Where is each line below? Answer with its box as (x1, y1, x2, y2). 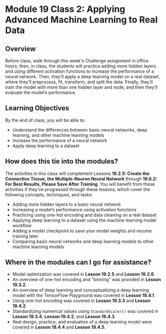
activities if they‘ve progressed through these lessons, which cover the (5, 186, 150, 192)
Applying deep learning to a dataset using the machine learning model (12, 217, 157, 223)
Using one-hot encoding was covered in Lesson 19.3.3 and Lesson (12, 298, 151, 304)
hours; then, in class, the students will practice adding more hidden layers (5, 63, 157, 69)
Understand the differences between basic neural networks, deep (12, 127, 148, 133)
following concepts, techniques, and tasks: (5, 191, 93, 197)
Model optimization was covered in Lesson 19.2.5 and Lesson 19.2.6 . (12, 271, 156, 277)
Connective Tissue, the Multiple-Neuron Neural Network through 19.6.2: (5, 175, 158, 181)
